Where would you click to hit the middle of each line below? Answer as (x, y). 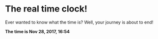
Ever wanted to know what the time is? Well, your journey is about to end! (79, 22)
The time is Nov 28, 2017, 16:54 (38, 31)
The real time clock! (46, 9)
